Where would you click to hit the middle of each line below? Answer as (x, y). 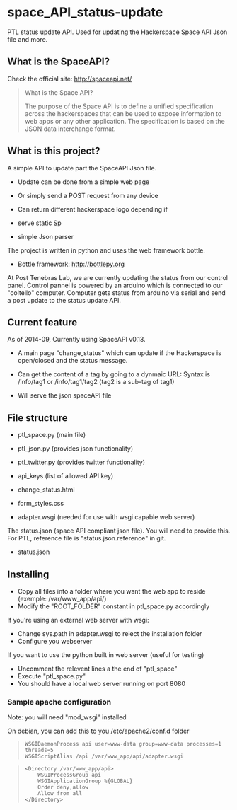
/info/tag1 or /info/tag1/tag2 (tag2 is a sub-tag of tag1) (96, 382)
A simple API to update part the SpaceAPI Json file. (82, 168)
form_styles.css (41, 504)
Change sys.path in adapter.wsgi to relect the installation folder (110, 633)
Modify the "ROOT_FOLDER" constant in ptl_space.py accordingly (114, 606)
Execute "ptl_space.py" (52, 676)
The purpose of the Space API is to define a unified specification (119, 106)
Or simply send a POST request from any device (88, 195)
